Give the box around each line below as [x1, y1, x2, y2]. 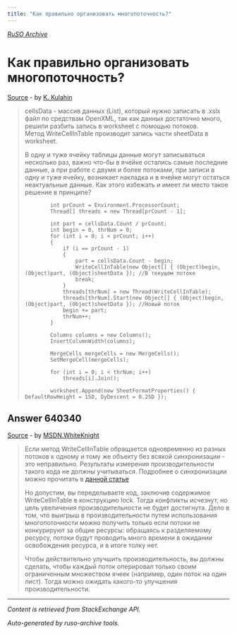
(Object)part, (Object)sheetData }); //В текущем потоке [24, 269, 196, 276]
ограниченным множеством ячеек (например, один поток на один [24, 570, 227, 578]
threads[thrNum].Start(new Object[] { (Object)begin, [62, 294, 224, 301]
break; [75, 276, 95, 283]
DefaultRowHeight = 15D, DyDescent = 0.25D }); [24, 393, 167, 400]
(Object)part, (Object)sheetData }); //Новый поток [24, 300, 180, 307]
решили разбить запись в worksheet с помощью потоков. [24, 122, 199, 130]
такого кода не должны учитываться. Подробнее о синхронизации [24, 467, 227, 476]
